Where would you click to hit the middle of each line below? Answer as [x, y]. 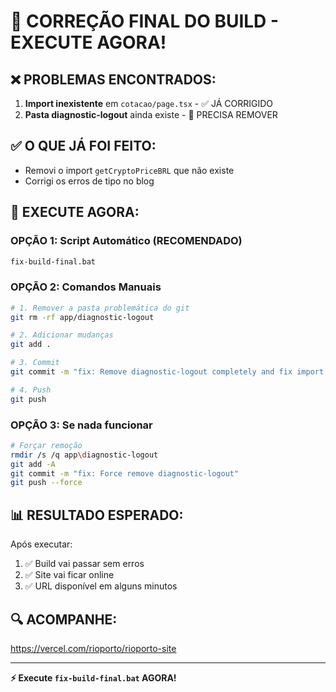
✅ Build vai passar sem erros [84, 564]
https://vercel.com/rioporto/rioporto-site [93, 648]
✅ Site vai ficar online [69, 575]
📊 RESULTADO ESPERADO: [97, 515]
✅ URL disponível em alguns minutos [101, 586]
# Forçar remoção [46, 445]
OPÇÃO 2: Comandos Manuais [86, 287]
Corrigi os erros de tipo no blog [89, 181]
